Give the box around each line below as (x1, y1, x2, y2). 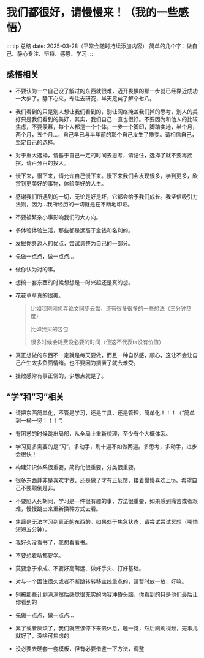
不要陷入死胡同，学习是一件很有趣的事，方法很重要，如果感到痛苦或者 (15, 497, 193, 504)
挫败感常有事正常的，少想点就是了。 (15, 372, 107, 379)
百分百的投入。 (31, 159, 69, 166)
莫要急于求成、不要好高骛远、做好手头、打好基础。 (15, 564, 145, 572)
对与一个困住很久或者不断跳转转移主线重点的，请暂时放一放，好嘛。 (15, 577, 187, 585)
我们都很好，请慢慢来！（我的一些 (6, 6, 179, 20)
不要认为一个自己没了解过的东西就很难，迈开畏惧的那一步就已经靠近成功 (15, 87, 198, 94)
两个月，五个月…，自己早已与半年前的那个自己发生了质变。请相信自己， (15, 130, 197, 138)
